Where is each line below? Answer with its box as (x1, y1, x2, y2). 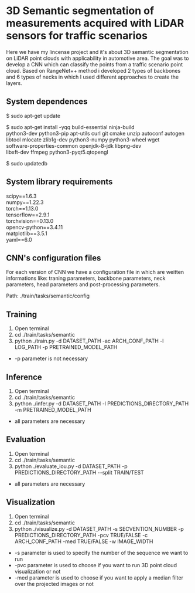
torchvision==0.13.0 (6, 217, 54, 224)
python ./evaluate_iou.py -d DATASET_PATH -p (14, 462, 128, 470)
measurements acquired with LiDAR (6, 16, 184, 30)
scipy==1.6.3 (6, 192, 37, 199)
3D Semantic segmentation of (6, 4, 154, 18)
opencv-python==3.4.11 (6, 223, 63, 231)
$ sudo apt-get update (6, 112, 60, 119)
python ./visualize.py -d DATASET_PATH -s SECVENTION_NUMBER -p (14, 525, 184, 532)
